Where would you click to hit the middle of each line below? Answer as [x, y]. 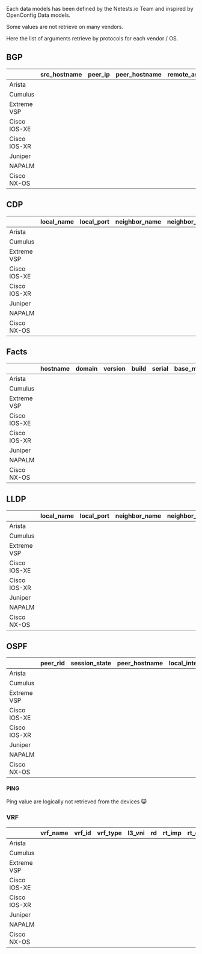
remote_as [183, 74]
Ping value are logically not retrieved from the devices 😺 [77, 802]
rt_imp [172, 833]
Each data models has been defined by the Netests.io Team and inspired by [100, 9]
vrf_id [83, 833]
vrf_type [109, 833]
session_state [91, 664]
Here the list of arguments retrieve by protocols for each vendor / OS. [92, 38]
